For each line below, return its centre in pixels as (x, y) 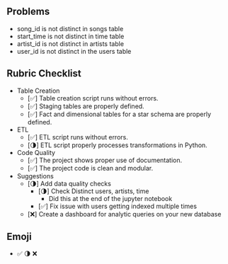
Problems (28, 12)
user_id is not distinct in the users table (74, 51)
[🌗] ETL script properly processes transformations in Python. (118, 145)
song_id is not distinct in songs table (70, 28)
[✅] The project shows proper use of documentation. (105, 160)
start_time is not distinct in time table (70, 36)
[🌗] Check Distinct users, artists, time (93, 191)
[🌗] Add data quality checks (69, 183)
